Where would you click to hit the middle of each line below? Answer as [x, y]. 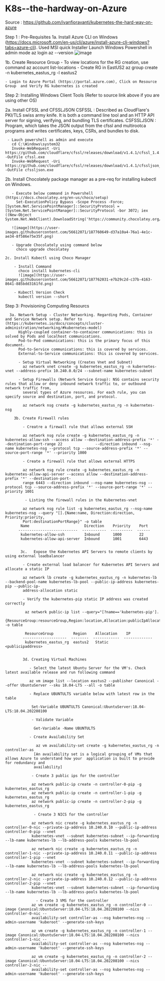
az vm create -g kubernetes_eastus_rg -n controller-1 [89, 931]
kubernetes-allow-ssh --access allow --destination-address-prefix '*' [80, 440]
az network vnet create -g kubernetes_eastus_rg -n [77, 366]
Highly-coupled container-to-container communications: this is [85, 332]
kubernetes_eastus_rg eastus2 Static [67, 642]
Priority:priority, [25, 517]
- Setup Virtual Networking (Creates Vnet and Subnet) [75, 362]
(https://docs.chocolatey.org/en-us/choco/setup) [57, 197]
